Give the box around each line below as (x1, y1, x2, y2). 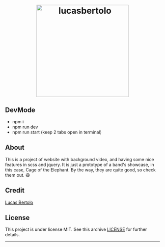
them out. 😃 (5, 172, 30, 178)
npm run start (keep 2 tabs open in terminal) (12, 129, 102, 135)
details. (5, 232, 20, 238)
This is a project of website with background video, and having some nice (5, 156, 155, 162)
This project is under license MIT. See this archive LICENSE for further (5, 226, 147, 232)
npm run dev (12, 124, 38, 130)
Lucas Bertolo (5, 199, 33, 205)
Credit (5, 186, 25, 195)
